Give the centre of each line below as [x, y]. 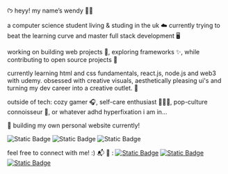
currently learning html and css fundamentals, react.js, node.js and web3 [112, 73]
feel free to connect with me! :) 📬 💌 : [60, 153]
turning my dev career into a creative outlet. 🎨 [73, 88]
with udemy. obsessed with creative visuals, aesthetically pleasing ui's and [114, 80]
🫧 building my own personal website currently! [74, 125]
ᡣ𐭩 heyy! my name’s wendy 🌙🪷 [50, 10]
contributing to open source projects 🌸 [63, 60]
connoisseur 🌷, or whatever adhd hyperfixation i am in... [87, 112]
